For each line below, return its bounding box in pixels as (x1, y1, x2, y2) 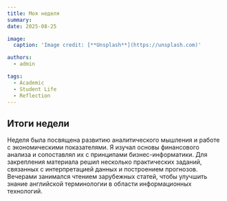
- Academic (13, 79, 45, 86)
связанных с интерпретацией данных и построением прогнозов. (7, 165, 198, 173)
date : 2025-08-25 (7, 23, 57, 30)
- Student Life (13, 85, 57, 93)
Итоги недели (7, 118, 70, 129)
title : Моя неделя (7, 10, 60, 17)
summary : (7, 17, 32, 23)
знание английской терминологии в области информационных (7, 180, 192, 188)
